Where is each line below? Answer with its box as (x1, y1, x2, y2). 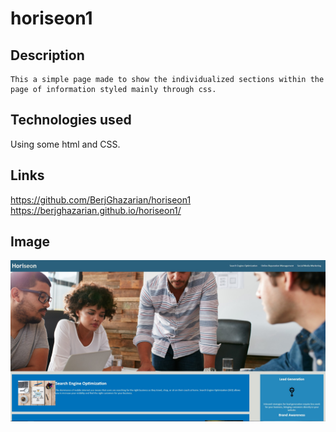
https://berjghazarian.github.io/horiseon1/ (10, 204, 182, 216)
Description (10, 47, 85, 64)
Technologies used (10, 112, 132, 129)
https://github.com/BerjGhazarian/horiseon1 (10, 193, 192, 206)
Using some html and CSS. (10, 138, 121, 150)
